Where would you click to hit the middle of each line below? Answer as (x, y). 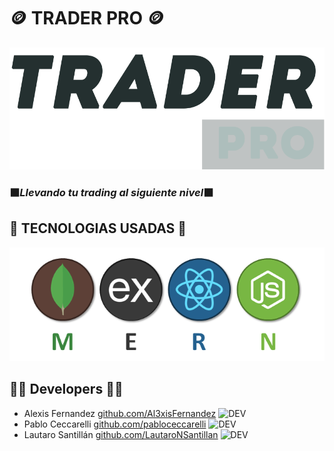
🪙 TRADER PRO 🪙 (87, 18)
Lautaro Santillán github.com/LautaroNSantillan (121, 434)
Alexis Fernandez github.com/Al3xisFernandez (120, 413)
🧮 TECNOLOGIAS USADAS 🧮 (98, 228)
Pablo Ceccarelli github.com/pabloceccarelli (115, 424)
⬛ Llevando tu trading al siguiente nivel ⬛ (111, 192)
